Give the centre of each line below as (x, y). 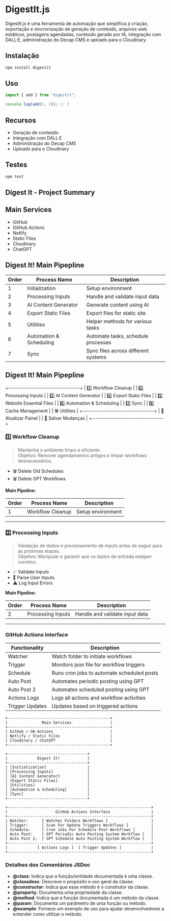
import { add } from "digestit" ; (41, 95)
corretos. (27, 562)
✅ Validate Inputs (31, 572)
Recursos (21, 120)
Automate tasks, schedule (117, 336)
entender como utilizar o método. (48, 914)
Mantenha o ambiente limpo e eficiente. (59, 450)
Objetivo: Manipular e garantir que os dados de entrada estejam (84, 556)
